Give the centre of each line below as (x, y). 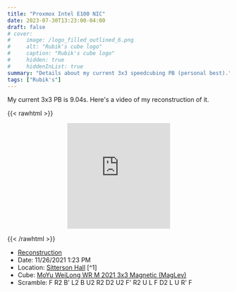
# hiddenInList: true (45, 66)
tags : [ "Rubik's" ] (34, 80)
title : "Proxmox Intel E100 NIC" (56, 14)
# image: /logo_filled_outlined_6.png (71, 40)
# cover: (20, 34)
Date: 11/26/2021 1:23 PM (54, 260)
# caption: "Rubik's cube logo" (61, 54)
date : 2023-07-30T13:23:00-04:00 (56, 21)
